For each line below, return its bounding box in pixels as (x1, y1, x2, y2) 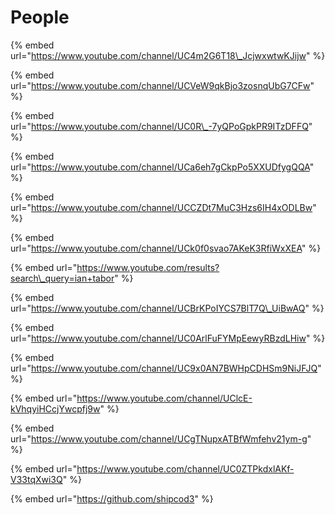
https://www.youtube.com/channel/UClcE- (76, 392, 253, 404)
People (10, 6, 70, 29)
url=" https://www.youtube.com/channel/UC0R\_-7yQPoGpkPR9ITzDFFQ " (10, 120, 313, 132)
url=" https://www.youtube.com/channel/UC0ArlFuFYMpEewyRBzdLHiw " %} (10, 332, 326, 344)
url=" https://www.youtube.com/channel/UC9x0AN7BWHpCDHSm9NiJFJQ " (10, 362, 322, 374)
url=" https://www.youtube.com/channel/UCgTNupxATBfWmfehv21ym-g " (10, 432, 312, 445)
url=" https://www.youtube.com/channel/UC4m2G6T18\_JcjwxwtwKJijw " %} (10, 49, 326, 61)
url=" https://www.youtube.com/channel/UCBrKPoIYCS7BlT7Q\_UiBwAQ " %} (10, 302, 325, 314)
